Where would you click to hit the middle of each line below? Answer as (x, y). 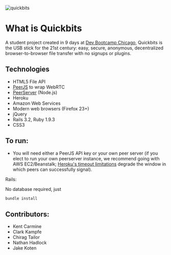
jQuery (20, 114)
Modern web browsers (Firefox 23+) (51, 108)
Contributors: (27, 214)
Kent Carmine (27, 226)
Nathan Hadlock (30, 243)
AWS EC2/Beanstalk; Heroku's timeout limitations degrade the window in (89, 164)
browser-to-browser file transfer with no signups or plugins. (68, 53)
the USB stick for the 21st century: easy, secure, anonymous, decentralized (84, 48)
